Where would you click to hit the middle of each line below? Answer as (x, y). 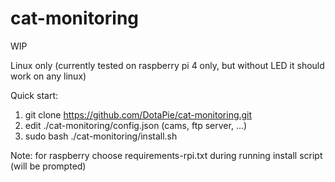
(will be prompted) (48, 166)
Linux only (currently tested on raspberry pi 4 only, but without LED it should (167, 65)
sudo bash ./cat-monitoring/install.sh (101, 136)
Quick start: (34, 95)
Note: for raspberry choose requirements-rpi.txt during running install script (166, 155)
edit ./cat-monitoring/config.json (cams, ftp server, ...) (136, 125)
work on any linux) (48, 76)
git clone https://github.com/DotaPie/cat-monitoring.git (138, 114)
